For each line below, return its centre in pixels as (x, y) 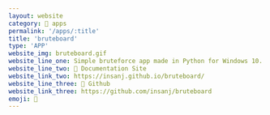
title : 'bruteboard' (43, 38)
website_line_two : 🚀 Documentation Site (78, 69)
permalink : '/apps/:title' (54, 31)
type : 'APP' (28, 46)
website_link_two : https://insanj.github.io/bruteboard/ (107, 76)
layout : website (36, 16)
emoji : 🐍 (23, 99)
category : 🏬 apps (38, 23)
